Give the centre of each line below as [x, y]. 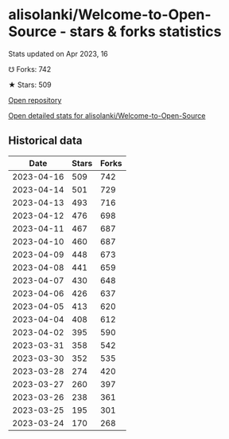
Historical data [45, 141]
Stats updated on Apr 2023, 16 [58, 53]
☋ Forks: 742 [30, 69]
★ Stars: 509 [30, 85]
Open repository [35, 100]
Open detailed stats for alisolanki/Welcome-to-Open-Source [107, 115]
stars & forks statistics [146, 32]
